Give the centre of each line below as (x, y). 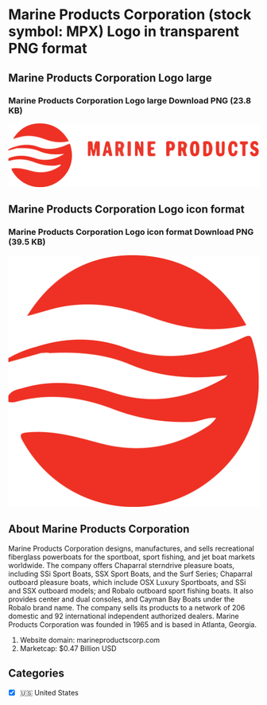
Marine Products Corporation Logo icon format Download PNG (131, 232)
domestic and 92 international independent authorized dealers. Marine (124, 616)
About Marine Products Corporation (99, 530)
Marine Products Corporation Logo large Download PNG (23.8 (130, 100)
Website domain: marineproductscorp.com (90, 640)
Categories (37, 674)
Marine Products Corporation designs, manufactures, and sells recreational (131, 548)
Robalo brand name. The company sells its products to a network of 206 (127, 607)
